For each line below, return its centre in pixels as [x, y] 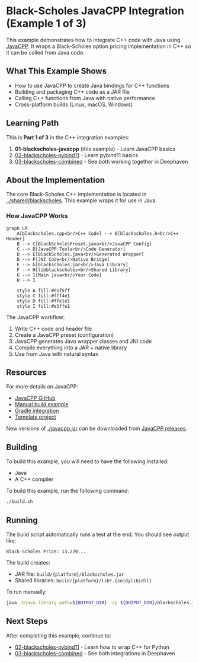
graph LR [17, 228]
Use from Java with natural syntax [57, 353]
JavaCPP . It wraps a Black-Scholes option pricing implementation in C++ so [99, 46]
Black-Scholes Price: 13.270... [46, 552]
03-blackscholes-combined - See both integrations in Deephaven [95, 653]
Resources [26, 373]
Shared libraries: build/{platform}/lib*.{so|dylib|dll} [83, 580]
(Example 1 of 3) [46, 23]
